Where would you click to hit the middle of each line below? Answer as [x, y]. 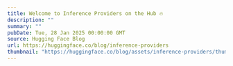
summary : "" [24, 26]
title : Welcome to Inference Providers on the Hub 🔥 [85, 13]
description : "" [31, 20]
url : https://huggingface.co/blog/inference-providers [88, 45]
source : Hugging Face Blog [46, 39]
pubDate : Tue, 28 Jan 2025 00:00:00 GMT [67, 33]
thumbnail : [23, 52]
